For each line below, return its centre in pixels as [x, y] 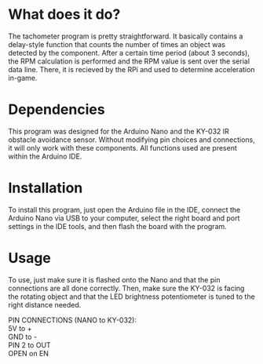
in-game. [23, 78]
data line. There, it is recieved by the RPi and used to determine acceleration [131, 69]
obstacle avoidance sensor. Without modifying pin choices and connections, [131, 140]
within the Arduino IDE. [45, 156]
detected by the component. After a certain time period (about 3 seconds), [129, 53]
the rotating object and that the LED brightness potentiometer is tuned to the [131, 297]
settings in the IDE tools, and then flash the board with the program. [118, 226]
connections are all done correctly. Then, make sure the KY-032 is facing [126, 288]
